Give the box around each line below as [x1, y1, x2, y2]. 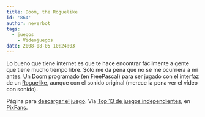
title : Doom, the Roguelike [6, 9, 78, 15]
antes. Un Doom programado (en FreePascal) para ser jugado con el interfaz [6, 73, 199, 80]
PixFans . [6, 104, 28, 111]
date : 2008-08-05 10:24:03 [6, 43, 75, 49]
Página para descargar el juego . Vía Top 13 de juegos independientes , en [6, 97, 191, 104]
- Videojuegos [17, 37, 53, 43]
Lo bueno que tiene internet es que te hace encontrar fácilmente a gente [6, 59, 190, 67]
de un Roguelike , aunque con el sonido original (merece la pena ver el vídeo [6, 79, 198, 86]
